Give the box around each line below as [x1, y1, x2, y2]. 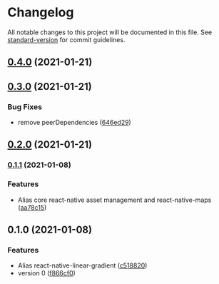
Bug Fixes [7, 101, 43, 111]
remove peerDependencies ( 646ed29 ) [17, 118, 132, 127]
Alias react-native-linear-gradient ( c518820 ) [17, 261, 148, 270]
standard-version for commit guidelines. [7, 35, 126, 44]
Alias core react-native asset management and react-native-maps [17, 196, 212, 204]
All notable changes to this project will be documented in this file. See [7, 28, 213, 36]
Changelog [7, 4, 74, 21]
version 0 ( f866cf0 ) [17, 269, 76, 278]
